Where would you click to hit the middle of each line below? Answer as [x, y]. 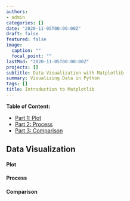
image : [14, 45]
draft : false [22, 34]
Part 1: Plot [28, 117]
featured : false [26, 39]
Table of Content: [28, 106]
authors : [17, 12]
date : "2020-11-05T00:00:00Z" [44, 28]
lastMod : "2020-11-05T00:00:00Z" [48, 61]
